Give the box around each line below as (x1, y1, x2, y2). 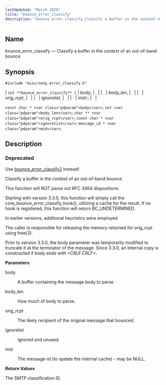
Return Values (5, 365, 35, 371)
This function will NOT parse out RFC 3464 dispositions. (5, 185, 120, 191)
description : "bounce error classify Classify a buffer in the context (5, 16, 156, 21)
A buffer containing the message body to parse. (17, 279, 115, 285)
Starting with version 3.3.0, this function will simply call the (5, 194, 125, 201)
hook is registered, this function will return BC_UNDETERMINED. (5, 205, 136, 211)
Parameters (5, 259, 30, 265)
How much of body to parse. (17, 298, 76, 304)
